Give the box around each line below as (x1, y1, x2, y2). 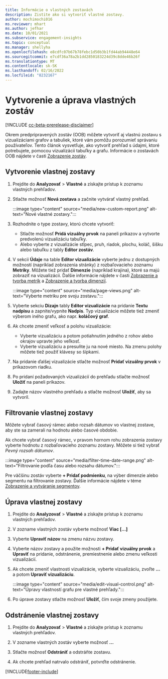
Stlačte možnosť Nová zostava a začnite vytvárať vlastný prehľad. (12, 196, 149, 202)
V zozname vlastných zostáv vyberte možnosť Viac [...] (12, 526, 128, 532)
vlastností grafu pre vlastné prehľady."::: (41, 586, 124, 592)
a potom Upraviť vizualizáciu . (12, 571, 75, 577)
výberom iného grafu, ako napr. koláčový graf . (12, 313, 109, 319)
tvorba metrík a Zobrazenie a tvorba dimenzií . (12, 278, 107, 284)
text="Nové (12, 211, 37, 217)
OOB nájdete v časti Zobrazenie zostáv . (5, 153, 87, 159)
